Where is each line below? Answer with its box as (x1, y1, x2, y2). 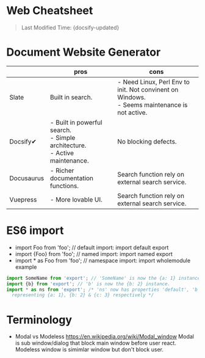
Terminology (6, 313, 72, 327)
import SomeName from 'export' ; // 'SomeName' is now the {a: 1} (6, 275, 176, 281)
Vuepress (9, 195, 37, 203)
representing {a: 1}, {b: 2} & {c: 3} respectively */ (12, 292, 154, 298)
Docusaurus (9, 174, 45, 182)
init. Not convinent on (117, 85, 179, 93)
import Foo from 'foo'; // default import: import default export (15, 244, 169, 251)
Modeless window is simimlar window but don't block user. (15, 346, 164, 353)
